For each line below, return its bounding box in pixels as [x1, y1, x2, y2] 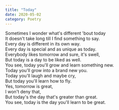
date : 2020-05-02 [5, 12, 41, 17]
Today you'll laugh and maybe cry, [5, 73, 76, 79]
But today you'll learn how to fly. [5, 78, 71, 84]
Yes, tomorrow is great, [5, 83, 53, 89]
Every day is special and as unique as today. [5, 46, 96, 52]
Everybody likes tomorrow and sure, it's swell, [5, 51, 100, 57]
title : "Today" [5, 7, 37, 12]
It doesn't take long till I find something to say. [5, 35, 100, 41]
